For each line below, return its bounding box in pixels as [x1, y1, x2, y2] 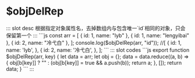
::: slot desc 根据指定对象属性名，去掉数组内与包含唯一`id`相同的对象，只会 [6, 24, 186, 31]
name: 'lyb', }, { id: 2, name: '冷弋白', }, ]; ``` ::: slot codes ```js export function [6, 46, 190, 54]
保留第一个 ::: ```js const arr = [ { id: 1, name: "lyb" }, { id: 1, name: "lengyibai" [6, 31, 190, 39]
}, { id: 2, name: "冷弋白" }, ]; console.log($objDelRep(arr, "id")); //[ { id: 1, [6, 39, 182, 46]
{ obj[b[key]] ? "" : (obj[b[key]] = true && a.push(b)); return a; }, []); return [6, 59, 182, 66]
